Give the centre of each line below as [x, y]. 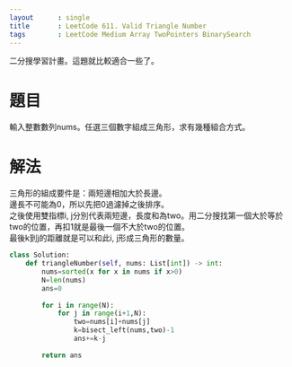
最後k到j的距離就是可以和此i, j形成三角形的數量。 [99, 238]
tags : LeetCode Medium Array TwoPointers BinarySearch [130, 34]
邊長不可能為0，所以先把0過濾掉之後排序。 [89, 205]
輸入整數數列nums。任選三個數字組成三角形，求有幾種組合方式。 [130, 127]
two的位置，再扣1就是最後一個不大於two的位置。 [100, 227]
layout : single [50, 17]
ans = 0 [52, 288]
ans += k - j [89, 338]
